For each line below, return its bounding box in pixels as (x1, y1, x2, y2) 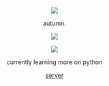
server (45, 72, 64, 79)
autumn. (43, 19, 66, 27)
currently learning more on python (6, 58, 103, 66)
